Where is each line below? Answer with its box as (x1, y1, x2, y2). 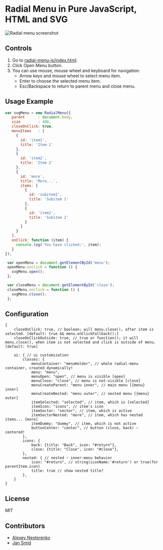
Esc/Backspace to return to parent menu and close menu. (19, 83, 136, 89)
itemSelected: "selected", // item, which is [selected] (31, 400, 150, 405)
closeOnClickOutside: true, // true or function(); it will (14, 336, 139, 341)
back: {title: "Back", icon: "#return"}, (31, 443, 117, 448)
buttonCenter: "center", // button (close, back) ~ (31, 426, 139, 431)
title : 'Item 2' (20, 160, 54, 165)
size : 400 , (11, 119, 51, 124)
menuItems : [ (11, 129, 45, 134)
